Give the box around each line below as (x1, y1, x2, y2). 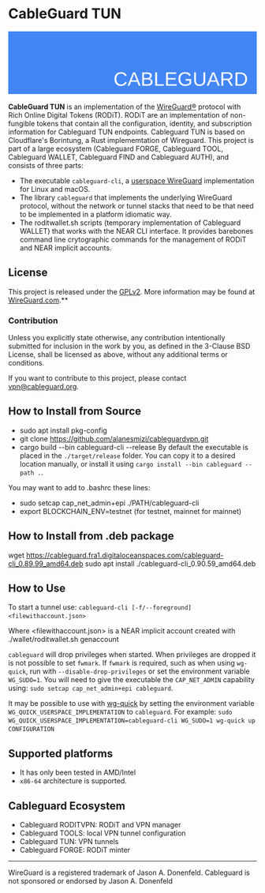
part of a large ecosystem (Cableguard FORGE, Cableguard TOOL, (8, 144, 223, 153)
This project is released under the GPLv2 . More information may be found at (8, 287, 256, 296)
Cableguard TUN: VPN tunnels (19, 837, 119, 846)
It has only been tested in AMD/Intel (19, 767, 136, 778)
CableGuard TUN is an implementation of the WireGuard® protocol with (8, 102, 241, 111)
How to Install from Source (8, 404, 142, 418)
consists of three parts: (8, 160, 84, 170)
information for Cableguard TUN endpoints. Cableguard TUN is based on (8, 127, 245, 137)
